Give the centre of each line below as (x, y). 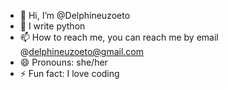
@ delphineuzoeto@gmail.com (82, 51)
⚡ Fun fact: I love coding (69, 73)
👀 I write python (52, 26)
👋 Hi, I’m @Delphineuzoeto (75, 15)
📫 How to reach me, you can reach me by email (119, 37)
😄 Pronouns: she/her (63, 62)
